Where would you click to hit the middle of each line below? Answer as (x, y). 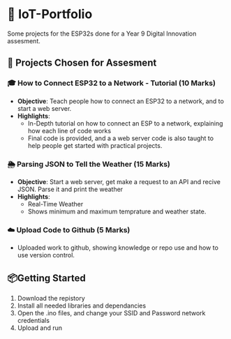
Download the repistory (51, 299)
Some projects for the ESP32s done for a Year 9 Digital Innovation (102, 33)
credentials (33, 321)
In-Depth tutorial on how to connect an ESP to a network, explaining (125, 123)
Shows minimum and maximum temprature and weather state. (117, 211)
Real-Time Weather (55, 204)
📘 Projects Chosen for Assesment (82, 63)
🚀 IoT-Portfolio (50, 14)
